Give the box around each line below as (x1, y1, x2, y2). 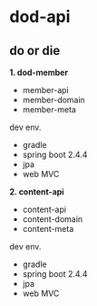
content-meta (22, 224, 74, 234)
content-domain (22, 214, 83, 225)
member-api (22, 85, 70, 95)
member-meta (22, 104, 77, 115)
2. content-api (9, 186, 65, 197)
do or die (9, 43, 61, 58)
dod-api (9, 6, 71, 27)
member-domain (22, 94, 86, 105)
